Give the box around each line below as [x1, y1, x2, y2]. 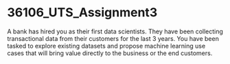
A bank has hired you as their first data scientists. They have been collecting [7, 27, 223, 35]
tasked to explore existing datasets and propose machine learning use [7, 42, 206, 50]
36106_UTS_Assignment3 [7, 5, 158, 20]
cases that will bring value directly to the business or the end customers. [7, 49, 213, 57]
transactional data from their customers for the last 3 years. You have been [7, 34, 220, 42]
